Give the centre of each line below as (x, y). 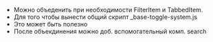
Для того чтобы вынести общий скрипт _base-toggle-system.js (105, 17)
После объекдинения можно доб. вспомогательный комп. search (110, 31)
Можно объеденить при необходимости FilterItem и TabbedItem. (108, 10)
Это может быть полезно (51, 24)
